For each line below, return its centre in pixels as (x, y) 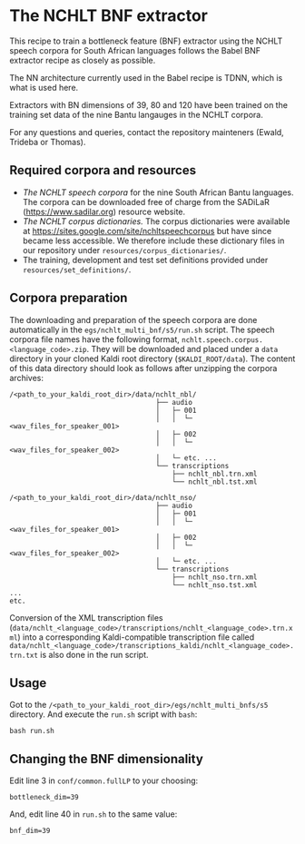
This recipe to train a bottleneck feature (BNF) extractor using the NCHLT (146, 41)
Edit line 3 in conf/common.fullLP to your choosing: (104, 780)
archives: (26, 378)
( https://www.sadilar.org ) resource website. (104, 211)
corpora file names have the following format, (94, 339)
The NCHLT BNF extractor (109, 16)
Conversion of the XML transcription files (86, 617)
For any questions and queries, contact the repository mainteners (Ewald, (147, 132)
